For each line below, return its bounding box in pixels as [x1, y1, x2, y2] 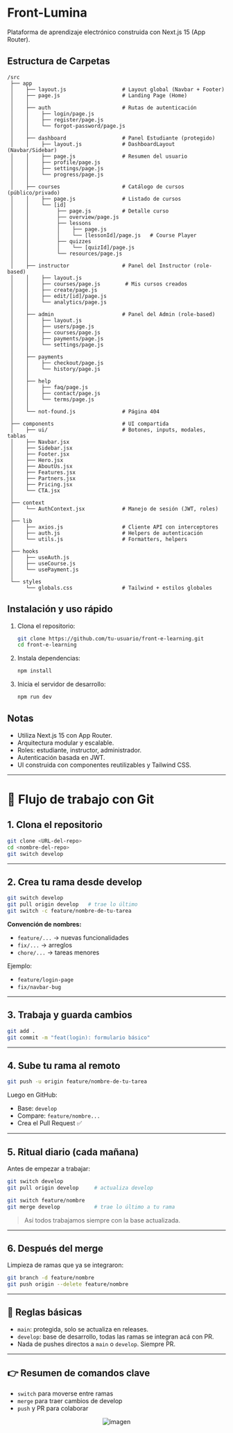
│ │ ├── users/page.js [10, 323, 95, 330]
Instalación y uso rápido [7, 603, 113, 615]
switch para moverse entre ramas [17, 1389, 114, 1398]
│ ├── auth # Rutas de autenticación [10, 104, 197, 111]
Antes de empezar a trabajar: [7, 1165, 90, 1173]
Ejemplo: [7, 961, 33, 970]
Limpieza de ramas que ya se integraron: [7, 1261, 124, 1269]
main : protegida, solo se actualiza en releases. [17, 1325, 149, 1333]
